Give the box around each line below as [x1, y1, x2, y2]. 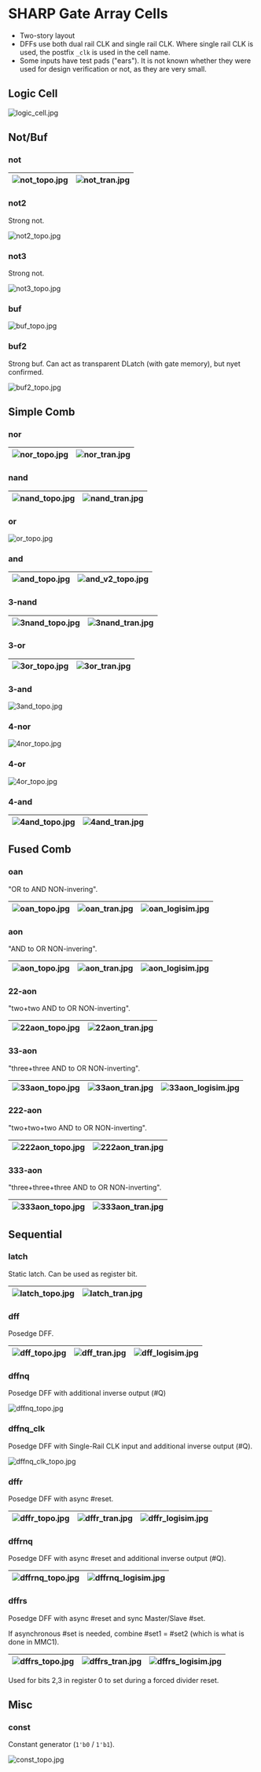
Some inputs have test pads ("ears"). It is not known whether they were [19, 56, 252, 65]
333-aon [8, 1164, 43, 1175]
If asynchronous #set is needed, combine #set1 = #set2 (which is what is [8, 1629, 245, 1638]
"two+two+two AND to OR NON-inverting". [8, 1123, 147, 1132]
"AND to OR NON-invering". [8, 944, 97, 953]
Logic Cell [8, 87, 58, 101]
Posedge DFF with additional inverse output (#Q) [8, 1389, 167, 1398]
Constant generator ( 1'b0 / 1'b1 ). [8, 1740, 116, 1749]
